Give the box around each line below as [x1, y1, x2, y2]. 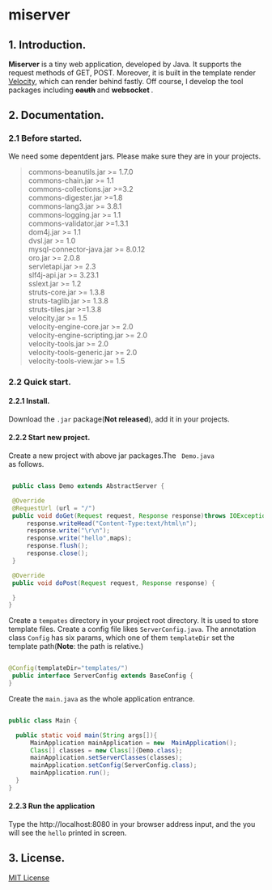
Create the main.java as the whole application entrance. [8, 693, 196, 703]
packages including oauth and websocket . [8, 85, 154, 95]
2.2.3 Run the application [8, 801, 96, 811]
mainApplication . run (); [29, 769, 111, 778]
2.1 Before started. [8, 133, 83, 144]
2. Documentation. [8, 108, 105, 122]
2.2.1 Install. [8, 396, 50, 406]
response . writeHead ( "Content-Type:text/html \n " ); [26, 519, 198, 528]
